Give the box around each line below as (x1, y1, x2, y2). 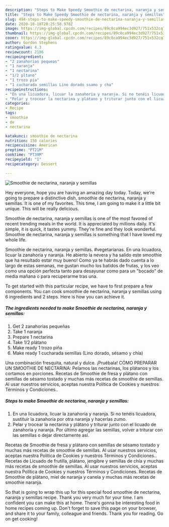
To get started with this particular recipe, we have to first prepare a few (5, 283, 153, 289)
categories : (5, 101, 30, 106)
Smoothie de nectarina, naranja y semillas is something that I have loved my (5, 231, 162, 237)
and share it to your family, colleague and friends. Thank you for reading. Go (5, 510, 163, 516)
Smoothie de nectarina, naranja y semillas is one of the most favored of (5, 215, 153, 221)
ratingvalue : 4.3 (5, 45, 42, 50)
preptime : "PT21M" (5, 147, 44, 153)
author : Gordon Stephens (5, 40, 57, 45)
